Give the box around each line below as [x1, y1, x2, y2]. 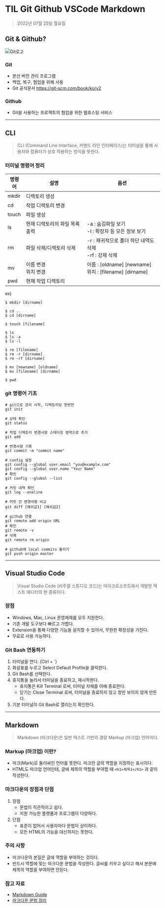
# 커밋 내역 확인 [5, 485, 34, 490]
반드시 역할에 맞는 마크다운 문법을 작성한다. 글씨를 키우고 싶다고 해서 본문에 [12, 860, 157, 866]
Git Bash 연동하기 [5, 646, 46, 653]
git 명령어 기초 [5, 390, 37, 397]
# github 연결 [5, 514, 32, 519]
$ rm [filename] [5, 348, 38, 353]
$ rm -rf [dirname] [5, 356, 45, 361]
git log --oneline [5, 489, 43, 495]
